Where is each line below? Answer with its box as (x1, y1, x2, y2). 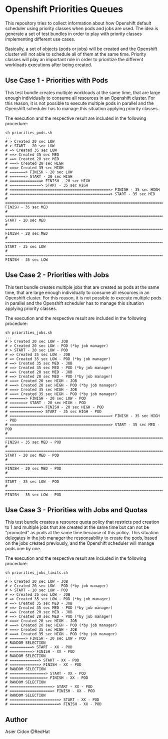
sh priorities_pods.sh (5, 130, 52, 135)
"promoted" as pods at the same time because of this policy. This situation (5, 530, 159, 536)
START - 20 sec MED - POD (5, 453, 59, 458)
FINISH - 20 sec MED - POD (5, 466, 61, 471)
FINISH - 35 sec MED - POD (5, 440, 61, 445)
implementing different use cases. (5, 36, 75, 42)
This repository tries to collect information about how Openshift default (5, 20, 151, 26)
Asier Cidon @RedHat (5, 728, 50, 734)
